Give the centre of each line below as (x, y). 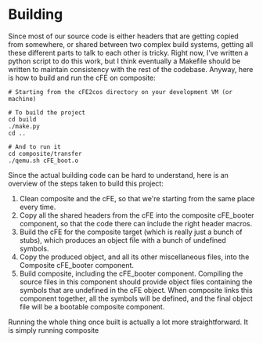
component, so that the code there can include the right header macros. (136, 223)
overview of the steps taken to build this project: (86, 183)
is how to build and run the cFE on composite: (82, 78)
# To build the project (47, 112)
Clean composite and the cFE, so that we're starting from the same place (137, 198)
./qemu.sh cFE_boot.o (43, 161)
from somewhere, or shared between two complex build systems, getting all (131, 44)
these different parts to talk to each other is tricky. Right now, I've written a (128, 52)
